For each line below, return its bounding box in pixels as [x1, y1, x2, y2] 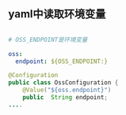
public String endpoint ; [22, 94, 109, 102]
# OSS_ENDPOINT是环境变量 [8, 35, 88, 43]
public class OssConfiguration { [8, 79, 119, 87]
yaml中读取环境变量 [8, 7, 106, 21]
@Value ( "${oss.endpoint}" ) [22, 86, 112, 95]
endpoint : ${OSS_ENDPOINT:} [15, 57, 109, 65]
